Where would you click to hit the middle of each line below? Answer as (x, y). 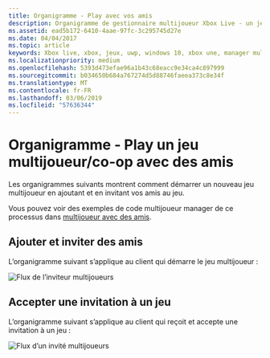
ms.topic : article (39, 46)
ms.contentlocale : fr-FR (50, 90)
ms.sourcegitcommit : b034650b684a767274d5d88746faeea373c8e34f (117, 75)
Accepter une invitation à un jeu (90, 302)
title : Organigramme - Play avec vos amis (80, 16)
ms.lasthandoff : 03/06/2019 (55, 98)
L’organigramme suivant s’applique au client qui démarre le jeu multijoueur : (133, 261)
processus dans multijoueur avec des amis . (80, 217)
